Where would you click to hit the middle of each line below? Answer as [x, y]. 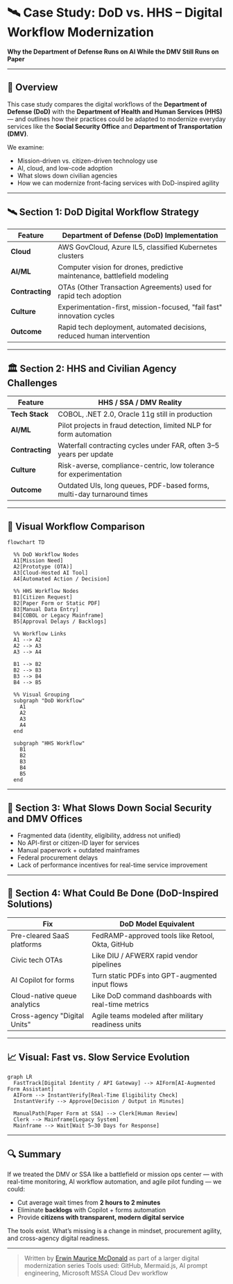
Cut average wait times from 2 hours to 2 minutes [89, 1203]
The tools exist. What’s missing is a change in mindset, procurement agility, [114, 1231]
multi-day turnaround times [103, 494]
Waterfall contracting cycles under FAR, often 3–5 [139, 445]
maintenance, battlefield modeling [113, 276]
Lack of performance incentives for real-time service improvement [112, 865]
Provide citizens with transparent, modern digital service [101, 1217]
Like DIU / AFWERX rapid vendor [145, 956]
